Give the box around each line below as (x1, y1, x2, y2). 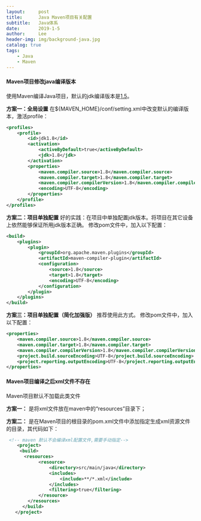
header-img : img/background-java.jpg (6, 36, 100, 42)
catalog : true (6, 42, 42, 48)
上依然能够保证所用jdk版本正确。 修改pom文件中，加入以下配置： (6, 221, 167, 228)
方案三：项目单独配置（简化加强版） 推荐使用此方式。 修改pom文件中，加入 (6, 311, 193, 318)
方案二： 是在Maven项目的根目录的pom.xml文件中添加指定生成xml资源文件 (6, 418, 191, 425)
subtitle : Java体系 (6, 20, 59, 26)
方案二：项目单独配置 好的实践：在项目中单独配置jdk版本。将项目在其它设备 (6, 213, 193, 221)
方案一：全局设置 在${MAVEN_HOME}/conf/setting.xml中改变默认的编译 (6, 105, 184, 112)
